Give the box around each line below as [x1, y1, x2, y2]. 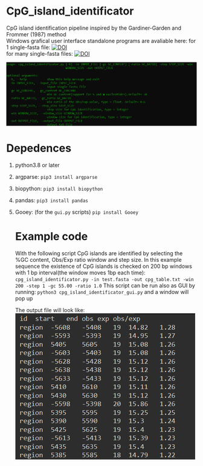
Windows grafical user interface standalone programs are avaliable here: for [6, 37, 196, 44]
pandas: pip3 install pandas [14, 196, 89, 204]
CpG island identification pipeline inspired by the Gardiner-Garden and [6, 24, 182, 32]
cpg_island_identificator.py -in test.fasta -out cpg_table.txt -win [14, 276, 195, 282]
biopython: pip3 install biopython [14, 185, 103, 192]
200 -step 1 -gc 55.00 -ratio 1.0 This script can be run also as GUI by [14, 282, 195, 289]
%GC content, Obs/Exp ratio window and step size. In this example [14, 256, 182, 263]
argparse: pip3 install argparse [14, 173, 98, 180]
